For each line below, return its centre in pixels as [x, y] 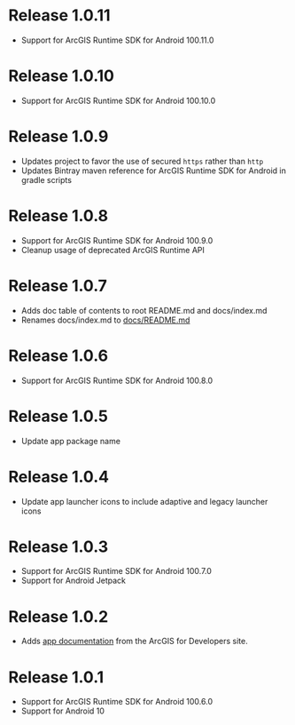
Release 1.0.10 [61, 76]
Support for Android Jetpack [73, 581]
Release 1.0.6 [58, 355]
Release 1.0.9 [58, 136]
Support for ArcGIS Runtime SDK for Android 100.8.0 [117, 380]
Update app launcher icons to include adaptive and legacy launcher [144, 501]
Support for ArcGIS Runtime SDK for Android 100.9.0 [117, 240]
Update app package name [71, 441]
